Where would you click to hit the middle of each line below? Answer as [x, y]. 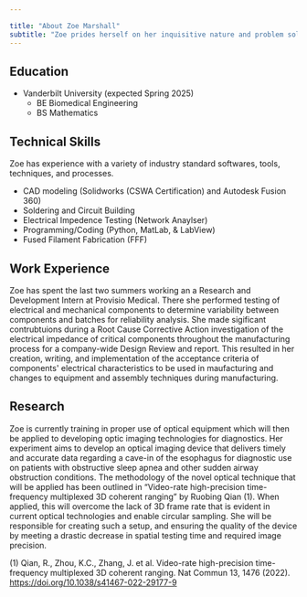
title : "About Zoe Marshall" [65, 26]
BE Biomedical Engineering [87, 103]
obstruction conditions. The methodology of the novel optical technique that [153, 477]
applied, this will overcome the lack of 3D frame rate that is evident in [140, 506]
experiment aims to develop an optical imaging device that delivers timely [148, 448]
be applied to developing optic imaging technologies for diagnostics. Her [146, 438]
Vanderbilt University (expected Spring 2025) [108, 93]
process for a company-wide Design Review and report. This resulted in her [152, 348]
